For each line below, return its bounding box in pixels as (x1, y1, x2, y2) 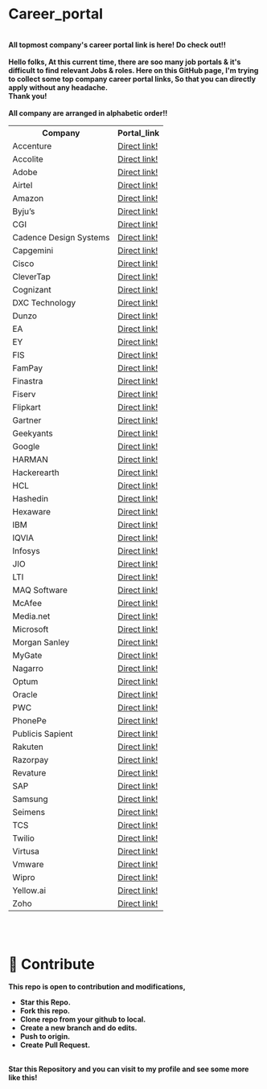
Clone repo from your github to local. (19, 1014, 146, 1024)
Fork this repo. (19, 1005, 71, 1015)
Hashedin (12, 493, 49, 504)
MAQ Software (12, 584, 68, 596)
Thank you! (8, 91, 47, 100)
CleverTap (12, 271, 51, 282)
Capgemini (12, 244, 54, 256)
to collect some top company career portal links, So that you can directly (8, 74, 256, 84)
